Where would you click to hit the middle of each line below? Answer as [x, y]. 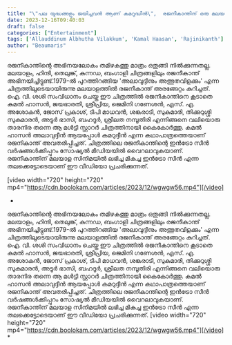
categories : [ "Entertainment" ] [52, 33]
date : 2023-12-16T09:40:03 [46, 20]
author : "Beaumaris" [37, 46]
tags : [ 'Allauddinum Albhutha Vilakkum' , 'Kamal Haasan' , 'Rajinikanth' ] [116, 39]
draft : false [26, 26]
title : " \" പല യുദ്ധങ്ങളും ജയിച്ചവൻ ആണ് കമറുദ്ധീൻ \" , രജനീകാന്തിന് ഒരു [108, 13]
